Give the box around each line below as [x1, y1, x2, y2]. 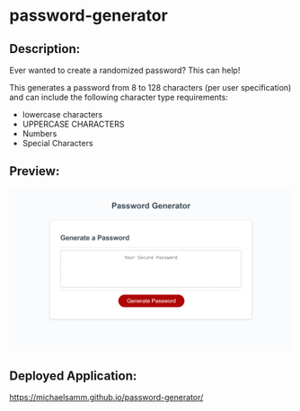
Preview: [9, 163, 60, 179]
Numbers [22, 128, 57, 139]
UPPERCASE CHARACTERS [22, 118, 125, 129]
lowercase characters [22, 109, 103, 119]
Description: [9, 41, 81, 57]
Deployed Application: [9, 368, 137, 383]
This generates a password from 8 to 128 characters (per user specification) [9, 83, 292, 92]
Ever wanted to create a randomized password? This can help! [9, 65, 241, 75]
